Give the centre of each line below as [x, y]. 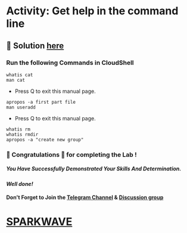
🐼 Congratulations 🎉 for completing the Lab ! [71, 154]
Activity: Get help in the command [92, 11]
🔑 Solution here [35, 46]
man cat [16, 80]
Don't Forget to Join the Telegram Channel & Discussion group [85, 197]
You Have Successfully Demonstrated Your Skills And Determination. [94, 169]
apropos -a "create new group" [45, 139]
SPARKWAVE [39, 221]
